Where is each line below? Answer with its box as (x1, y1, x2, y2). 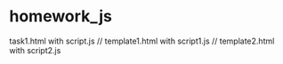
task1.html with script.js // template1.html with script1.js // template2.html (9, 36, 275, 46)
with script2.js (9, 44, 61, 55)
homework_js (9, 6, 113, 27)
